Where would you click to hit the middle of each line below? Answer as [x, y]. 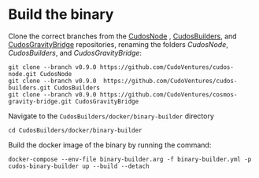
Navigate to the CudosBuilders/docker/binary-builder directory [111, 116]
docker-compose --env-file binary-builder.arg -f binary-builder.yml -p [130, 159]
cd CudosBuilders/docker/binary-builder [76, 130]
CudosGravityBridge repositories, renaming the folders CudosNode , [118, 44]
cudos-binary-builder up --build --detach [79, 166]
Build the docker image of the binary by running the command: [110, 145]
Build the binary [61, 15]
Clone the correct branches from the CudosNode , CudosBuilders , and [123, 36]
